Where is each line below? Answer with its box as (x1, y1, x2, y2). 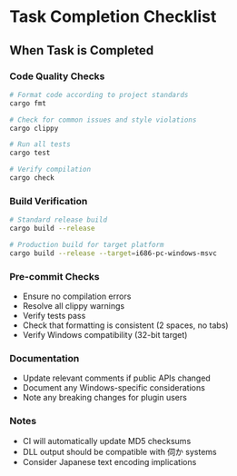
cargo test (9, 148, 51, 158)
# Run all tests (9, 140, 71, 149)
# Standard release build (9, 215, 107, 224)
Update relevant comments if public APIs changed (22, 372, 211, 383)
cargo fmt (9, 98, 47, 108)
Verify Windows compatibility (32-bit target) (22, 329, 188, 340)
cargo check (9, 174, 54, 183)
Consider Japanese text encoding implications (22, 456, 197, 467)
